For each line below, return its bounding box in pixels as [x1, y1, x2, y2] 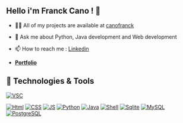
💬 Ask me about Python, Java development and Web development [14, 33, 177, 40]
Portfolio [14, 59, 37, 66]
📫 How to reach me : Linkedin [14, 45, 89, 52]
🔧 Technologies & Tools [6, 76, 94, 86]
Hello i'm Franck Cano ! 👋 [6, 6, 101, 16]
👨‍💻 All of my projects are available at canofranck [14, 21, 134, 29]
